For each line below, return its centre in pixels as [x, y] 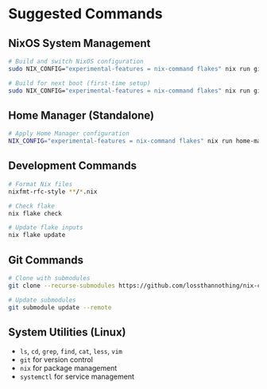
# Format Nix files [41, 184]
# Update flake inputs [46, 228]
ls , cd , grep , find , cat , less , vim [71, 352]
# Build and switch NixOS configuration [76, 61]
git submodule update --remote [60, 307]
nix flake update [37, 235]
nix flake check [35, 213]
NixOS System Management [79, 43]
